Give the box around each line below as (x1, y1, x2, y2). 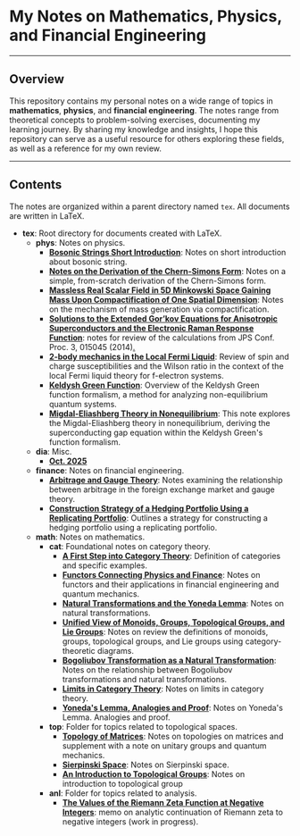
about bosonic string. (48, 256, 128, 267)
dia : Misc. (35, 446, 72, 456)
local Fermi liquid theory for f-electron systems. (48, 370, 225, 380)
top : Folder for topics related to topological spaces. (48, 721, 238, 731)
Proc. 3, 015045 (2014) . (48, 341, 136, 352)
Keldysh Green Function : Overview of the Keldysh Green (48, 380, 261, 390)
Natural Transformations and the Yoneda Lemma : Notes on (62, 598, 284, 608)
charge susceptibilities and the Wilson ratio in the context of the (48, 360, 284, 372)
